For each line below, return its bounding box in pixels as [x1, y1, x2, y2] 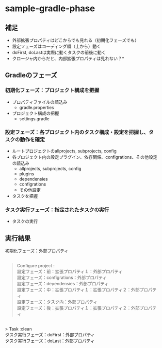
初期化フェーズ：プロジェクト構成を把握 [5, 87, 99, 94]
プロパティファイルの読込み [12, 99, 67, 105]
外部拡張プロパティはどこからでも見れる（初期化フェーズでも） [12, 37, 139, 43]
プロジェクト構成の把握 [12, 110, 59, 116]
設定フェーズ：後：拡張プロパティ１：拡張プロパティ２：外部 [16, 305, 140, 311]
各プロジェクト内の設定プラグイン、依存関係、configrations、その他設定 [12, 154, 158, 160]
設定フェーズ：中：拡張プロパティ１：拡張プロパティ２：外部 [16, 287, 140, 293]
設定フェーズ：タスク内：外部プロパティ [16, 299, 98, 305]
